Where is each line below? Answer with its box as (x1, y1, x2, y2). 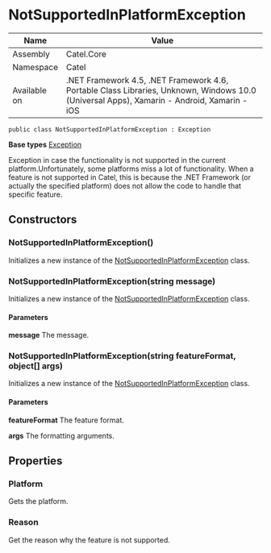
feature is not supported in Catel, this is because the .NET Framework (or (8, 172, 252, 182)
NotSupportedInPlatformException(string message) (8, 276, 216, 287)
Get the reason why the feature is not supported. (8, 534, 171, 545)
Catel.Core (65, 48, 107, 60)
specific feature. (8, 189, 63, 199)
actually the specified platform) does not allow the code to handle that (8, 181, 242, 190)
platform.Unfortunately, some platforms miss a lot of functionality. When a (8, 164, 254, 173)
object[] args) (8, 360, 63, 372)
